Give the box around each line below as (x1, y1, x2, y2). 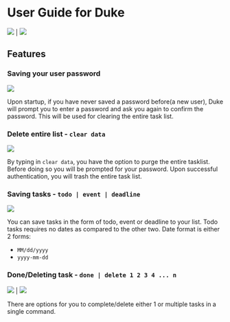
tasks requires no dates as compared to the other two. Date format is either (7, 225, 220, 233)
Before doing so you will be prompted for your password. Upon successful (7, 165, 218, 173)
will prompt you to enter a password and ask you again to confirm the (7, 104, 204, 113)
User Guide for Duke (7, 5, 125, 21)
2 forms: (7, 232, 31, 241)
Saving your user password (7, 69, 101, 78)
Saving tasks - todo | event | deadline (7, 189, 141, 198)
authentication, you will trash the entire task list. (7, 172, 142, 180)
